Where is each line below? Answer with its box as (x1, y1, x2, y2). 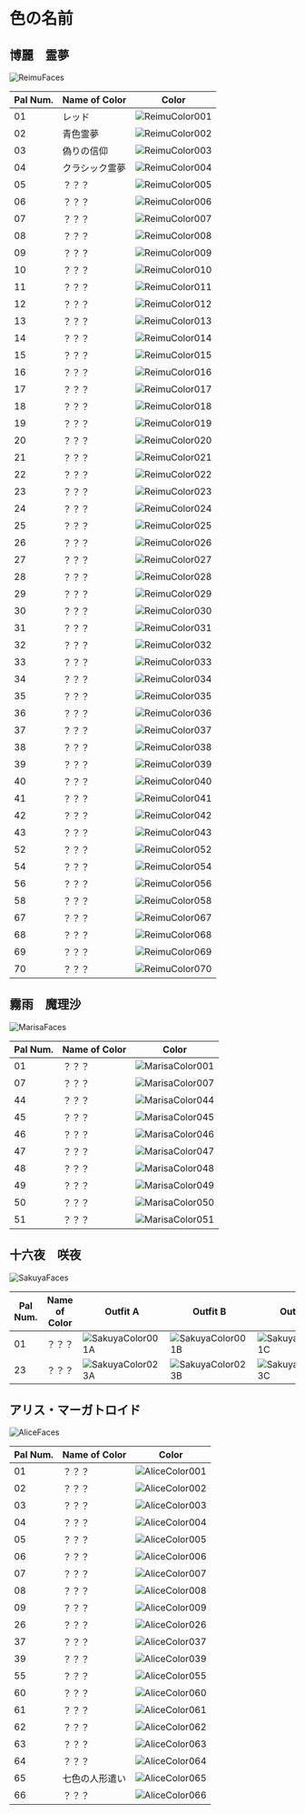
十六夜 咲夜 (9, 1248, 82, 1263)
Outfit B (192, 1305, 227, 1318)
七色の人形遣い (62, 1772, 127, 1785)
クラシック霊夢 (62, 162, 126, 174)
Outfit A (103, 1305, 140, 1318)
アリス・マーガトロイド (9, 1402, 141, 1418)
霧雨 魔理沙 (9, 997, 82, 1012)
